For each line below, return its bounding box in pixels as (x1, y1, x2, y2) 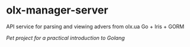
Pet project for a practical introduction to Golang (6, 34, 125, 41)
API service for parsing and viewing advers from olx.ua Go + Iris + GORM (6, 23, 185, 30)
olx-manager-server (6, 4, 108, 17)
